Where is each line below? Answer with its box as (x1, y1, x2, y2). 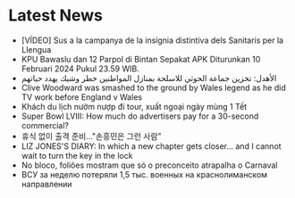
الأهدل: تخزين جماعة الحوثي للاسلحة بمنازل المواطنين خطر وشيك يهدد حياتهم (21, 72, 277, 83)
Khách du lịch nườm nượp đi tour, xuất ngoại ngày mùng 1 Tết (21, 101, 248, 111)
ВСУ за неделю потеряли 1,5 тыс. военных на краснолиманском (21, 169, 268, 179)
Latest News (8, 5, 104, 26)
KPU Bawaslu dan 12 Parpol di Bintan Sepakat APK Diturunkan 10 (21, 54, 261, 64)
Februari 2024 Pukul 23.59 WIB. (21, 63, 139, 74)
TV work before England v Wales (21, 91, 143, 103)
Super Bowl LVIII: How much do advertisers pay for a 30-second (21, 111, 259, 121)
